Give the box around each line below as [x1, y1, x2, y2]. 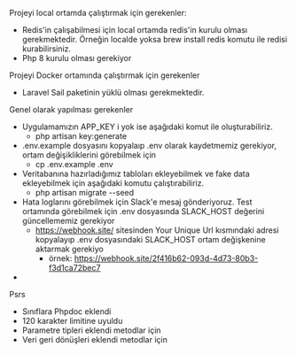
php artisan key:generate [35, 131, 127, 141]
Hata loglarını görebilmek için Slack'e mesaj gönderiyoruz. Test [21, 196, 253, 207]
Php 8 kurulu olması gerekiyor [21, 53, 132, 63]
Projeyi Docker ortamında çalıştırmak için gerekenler [9, 70, 200, 81]
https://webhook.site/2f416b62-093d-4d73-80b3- [74, 253, 259, 264]
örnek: [48, 253, 73, 264]
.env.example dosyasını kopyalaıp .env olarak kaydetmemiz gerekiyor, [21, 141, 277, 150]
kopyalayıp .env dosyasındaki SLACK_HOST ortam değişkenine [35, 235, 266, 244]
